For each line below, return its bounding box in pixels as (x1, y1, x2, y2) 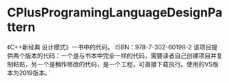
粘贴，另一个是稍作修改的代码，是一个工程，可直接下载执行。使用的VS (12, 60, 213, 68)
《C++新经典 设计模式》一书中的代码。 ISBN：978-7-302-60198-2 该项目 (7, 43, 212, 51)
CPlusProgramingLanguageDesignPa (7, 5, 223, 21)
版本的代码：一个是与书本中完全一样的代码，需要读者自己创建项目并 (25, 51, 217, 60)
